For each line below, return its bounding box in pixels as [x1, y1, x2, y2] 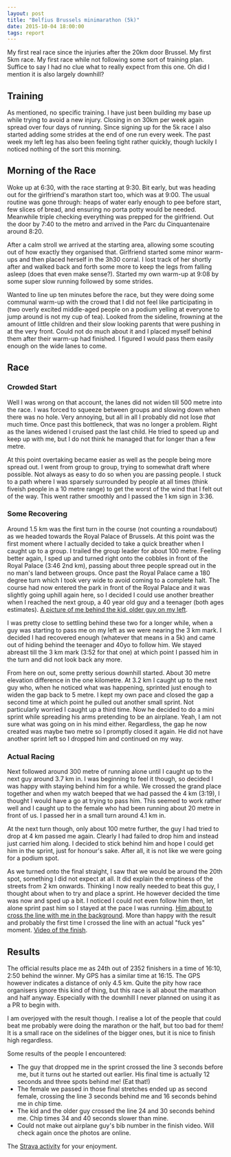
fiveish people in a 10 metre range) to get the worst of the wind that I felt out [7, 484, 223, 493]
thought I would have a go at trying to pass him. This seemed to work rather [7, 797, 222, 805]
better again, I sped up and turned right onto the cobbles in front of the [7, 554, 208, 562]
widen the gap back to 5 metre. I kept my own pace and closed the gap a [7, 690, 214, 699]
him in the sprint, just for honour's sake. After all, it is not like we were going [7, 847, 222, 855]
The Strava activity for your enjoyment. [7, 1142, 118, 1150]
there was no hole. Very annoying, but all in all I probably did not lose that [7, 413, 215, 421]
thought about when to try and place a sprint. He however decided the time [7, 890, 220, 898]
